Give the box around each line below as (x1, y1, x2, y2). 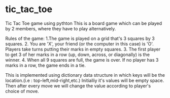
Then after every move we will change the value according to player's (5, 82, 151, 89)
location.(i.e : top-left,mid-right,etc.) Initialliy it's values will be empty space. (5, 77, 164, 83)
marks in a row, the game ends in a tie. (5, 62, 86, 68)
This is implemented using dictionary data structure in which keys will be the (5, 72, 165, 78)
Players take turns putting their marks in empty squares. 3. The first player (5, 46, 161, 52)
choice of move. (5, 88, 39, 94)
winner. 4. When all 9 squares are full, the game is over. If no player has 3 (5, 57, 159, 63)
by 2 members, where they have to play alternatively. (5, 25, 116, 31)
